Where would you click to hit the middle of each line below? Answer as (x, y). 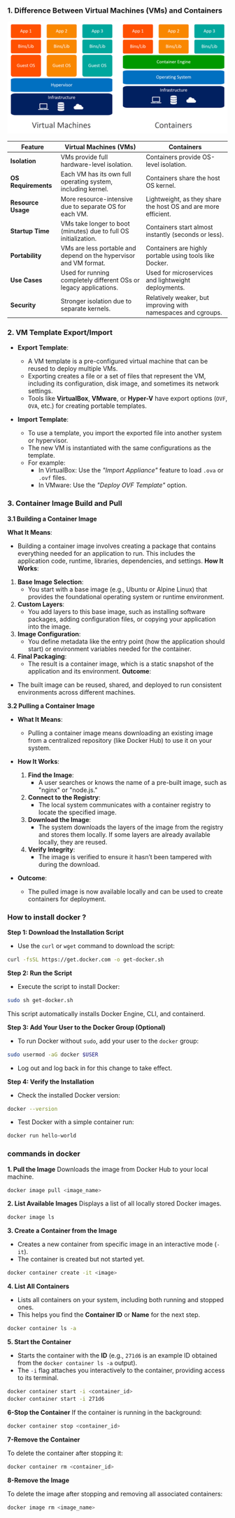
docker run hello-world (42, 1136)
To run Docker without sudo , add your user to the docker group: (108, 1041)
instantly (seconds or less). (185, 235)
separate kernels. (85, 308)
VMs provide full (84, 157)
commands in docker (44, 1154)
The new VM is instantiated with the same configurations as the (119, 448)
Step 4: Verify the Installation (51, 1081)
